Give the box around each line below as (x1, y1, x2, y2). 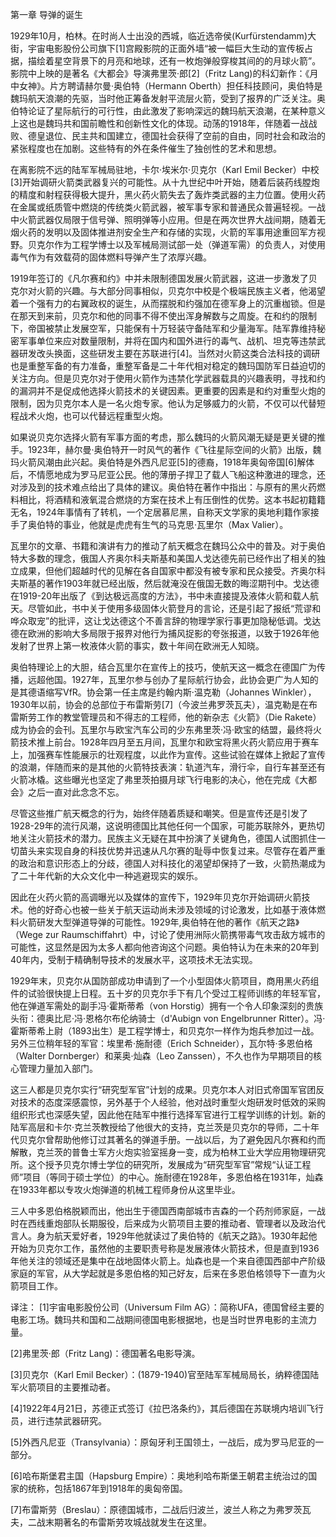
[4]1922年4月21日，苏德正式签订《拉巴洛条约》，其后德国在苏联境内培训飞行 (10, 1403, 324, 1414)
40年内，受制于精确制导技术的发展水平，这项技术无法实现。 (10, 954, 258, 965)
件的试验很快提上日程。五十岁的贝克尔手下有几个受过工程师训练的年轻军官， (10, 988, 326, 999)
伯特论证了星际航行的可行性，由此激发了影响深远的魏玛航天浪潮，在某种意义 (10, 105, 326, 117)
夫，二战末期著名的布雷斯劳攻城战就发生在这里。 (10, 1516, 212, 1528)
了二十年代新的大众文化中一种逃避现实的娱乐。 (10, 870, 203, 882)
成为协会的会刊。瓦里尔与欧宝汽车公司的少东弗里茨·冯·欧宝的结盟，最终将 (10, 724, 314, 735)
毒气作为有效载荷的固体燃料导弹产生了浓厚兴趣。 (10, 251, 212, 263)
